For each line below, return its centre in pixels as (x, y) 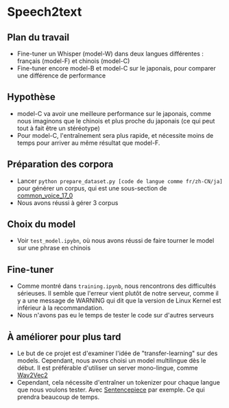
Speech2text (45, 12)
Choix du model (41, 225)
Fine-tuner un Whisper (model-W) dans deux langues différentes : (110, 53)
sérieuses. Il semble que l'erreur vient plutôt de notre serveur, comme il (118, 293)
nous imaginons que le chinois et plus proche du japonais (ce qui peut (116, 121)
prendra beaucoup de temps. (58, 397)
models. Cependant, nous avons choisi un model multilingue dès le (111, 361)
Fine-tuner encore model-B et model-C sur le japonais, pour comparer (116, 68)
